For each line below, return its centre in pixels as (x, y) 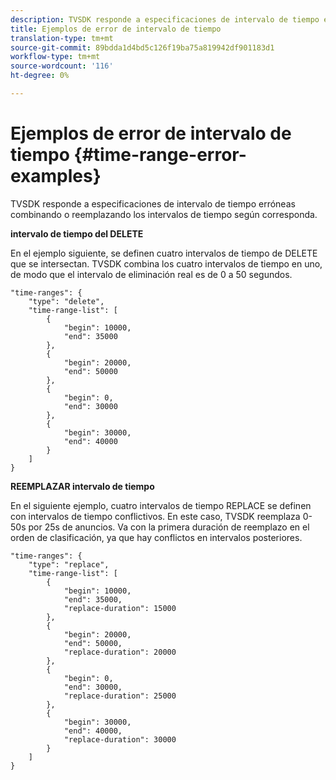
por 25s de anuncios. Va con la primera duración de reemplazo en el (169, 527)
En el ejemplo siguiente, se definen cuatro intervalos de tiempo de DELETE (164, 253)
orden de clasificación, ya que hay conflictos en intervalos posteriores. (156, 537)
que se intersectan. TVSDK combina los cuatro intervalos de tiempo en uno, (166, 263)
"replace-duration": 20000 (120, 652)
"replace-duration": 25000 (120, 696)
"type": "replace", (69, 564)
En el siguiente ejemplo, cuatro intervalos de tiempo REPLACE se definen (161, 505)
